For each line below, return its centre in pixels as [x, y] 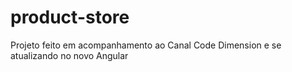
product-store [70, 17]
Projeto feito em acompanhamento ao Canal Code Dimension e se [146, 45]
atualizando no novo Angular [69, 55]
